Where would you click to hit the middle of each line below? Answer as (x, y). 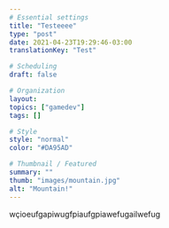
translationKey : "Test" (53, 51)
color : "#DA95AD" (41, 148)
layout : (23, 98)
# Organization (37, 90)
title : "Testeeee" (43, 26)
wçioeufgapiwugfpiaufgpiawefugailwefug (85, 214)
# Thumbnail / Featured (53, 164)
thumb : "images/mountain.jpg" (65, 180)
